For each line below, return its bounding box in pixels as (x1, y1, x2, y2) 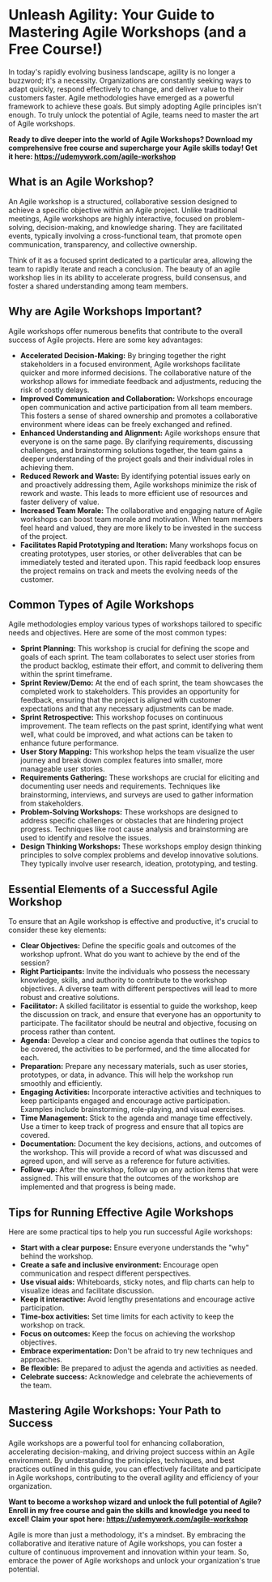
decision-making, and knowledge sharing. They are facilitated (36, 222, 243, 232)
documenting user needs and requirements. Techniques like (19, 781, 221, 791)
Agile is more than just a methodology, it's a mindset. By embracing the (8, 1529, 246, 1539)
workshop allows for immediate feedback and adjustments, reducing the (19, 376, 261, 386)
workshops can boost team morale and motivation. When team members (19, 514, 263, 524)
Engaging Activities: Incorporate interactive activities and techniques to (19, 1088, 261, 1097)
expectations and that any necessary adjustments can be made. (19, 703, 234, 714)
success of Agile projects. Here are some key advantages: (8, 335, 203, 344)
